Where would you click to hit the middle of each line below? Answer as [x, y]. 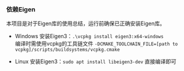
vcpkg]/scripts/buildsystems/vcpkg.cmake [67, 50]
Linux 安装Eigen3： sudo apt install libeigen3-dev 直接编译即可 [96, 61]
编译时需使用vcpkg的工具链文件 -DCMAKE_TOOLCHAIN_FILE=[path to [96, 44]
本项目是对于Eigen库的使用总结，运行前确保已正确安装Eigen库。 [86, 24]
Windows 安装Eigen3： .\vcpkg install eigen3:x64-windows [89, 36]
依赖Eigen [21, 9]
